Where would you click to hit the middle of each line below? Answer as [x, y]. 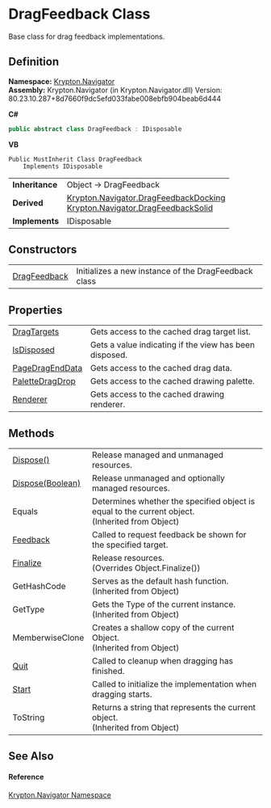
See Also [31, 756]
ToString [29, 718]
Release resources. [128, 558]
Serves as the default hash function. [160, 581]
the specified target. [130, 545]
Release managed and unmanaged [158, 455]
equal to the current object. [143, 511]
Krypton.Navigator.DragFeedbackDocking [146, 197]
